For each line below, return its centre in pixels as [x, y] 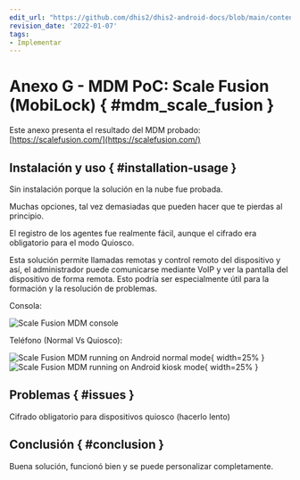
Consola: [25, 306]
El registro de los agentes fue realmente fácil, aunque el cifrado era [133, 233]
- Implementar [36, 42]
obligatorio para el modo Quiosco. [72, 243]
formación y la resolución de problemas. [83, 288]
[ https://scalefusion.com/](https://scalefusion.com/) [105, 140]
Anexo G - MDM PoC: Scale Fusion [139, 87]
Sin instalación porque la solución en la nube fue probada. [116, 189]
